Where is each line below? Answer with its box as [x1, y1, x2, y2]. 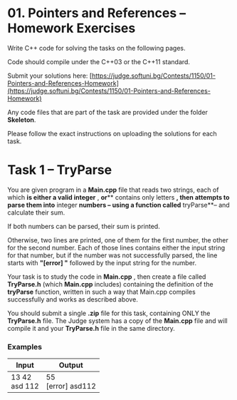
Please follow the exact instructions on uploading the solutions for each [7, 129, 217, 138]
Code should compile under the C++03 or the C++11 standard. [7, 57, 191, 66]
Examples [7, 342, 43, 352]
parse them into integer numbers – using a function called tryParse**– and [7, 200, 230, 209]
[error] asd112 [46, 381, 96, 391]
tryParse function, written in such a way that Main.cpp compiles [7, 287, 196, 296]
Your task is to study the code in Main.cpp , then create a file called [7, 272, 206, 281]
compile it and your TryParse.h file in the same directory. [7, 324, 176, 332]
